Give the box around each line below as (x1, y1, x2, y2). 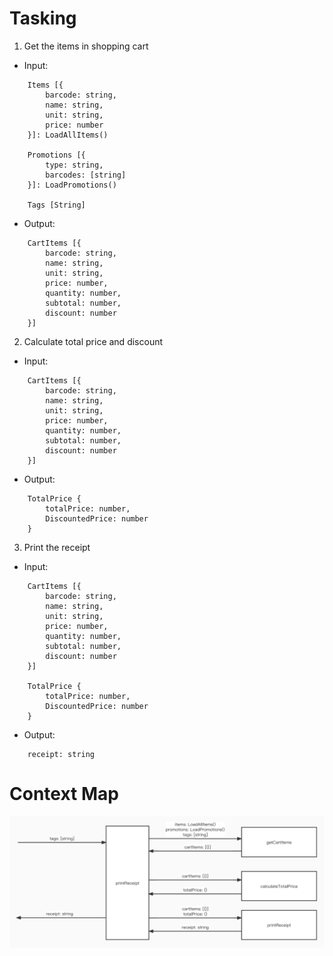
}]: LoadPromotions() (27, 180, 117, 190)
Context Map (9, 783, 119, 806)
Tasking (9, 7, 77, 30)
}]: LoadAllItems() (27, 130, 109, 140)
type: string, (45, 160, 104, 170)
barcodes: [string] (45, 170, 127, 180)
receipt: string (27, 749, 96, 759)
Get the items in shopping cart (23, 40, 149, 52)
